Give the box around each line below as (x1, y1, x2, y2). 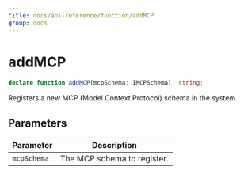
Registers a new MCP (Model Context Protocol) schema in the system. (8, 93, 238, 103)
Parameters (8, 116, 67, 130)
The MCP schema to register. (59, 153, 169, 165)
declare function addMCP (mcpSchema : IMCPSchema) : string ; (8, 79, 204, 87)
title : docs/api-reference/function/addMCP (8, 11, 154, 20)
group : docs (8, 19, 48, 27)
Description (92, 140, 137, 151)
